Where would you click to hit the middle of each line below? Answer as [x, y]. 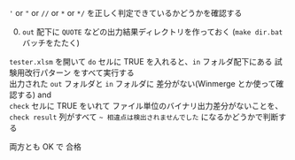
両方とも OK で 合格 [45, 147]
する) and [34, 95]
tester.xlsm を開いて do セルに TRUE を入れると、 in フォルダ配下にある [141, 61]
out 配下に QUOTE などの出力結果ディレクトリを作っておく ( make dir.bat [152, 32]
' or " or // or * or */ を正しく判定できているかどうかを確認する [126, 13]
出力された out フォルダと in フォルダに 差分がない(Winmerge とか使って [143, 84]
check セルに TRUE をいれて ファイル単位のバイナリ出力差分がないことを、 [146, 106]
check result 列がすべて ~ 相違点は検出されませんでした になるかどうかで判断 [144, 117]
